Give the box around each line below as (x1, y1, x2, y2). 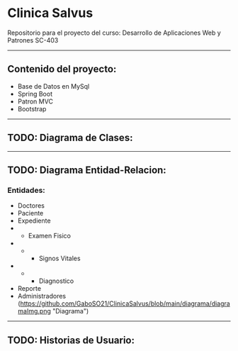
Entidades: (7, 185, 46, 195)
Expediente (17, 216, 51, 225)
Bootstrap (17, 104, 47, 113)
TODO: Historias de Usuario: (7, 334, 135, 346)
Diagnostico (38, 277, 74, 285)
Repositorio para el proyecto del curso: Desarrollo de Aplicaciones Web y (7, 28, 221, 37)
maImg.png (17, 307, 51, 316)
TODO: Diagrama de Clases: (7, 132, 133, 144)
